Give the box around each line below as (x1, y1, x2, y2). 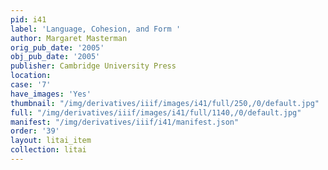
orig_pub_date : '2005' (10, 42, 105, 53)
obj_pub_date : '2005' (10, 52, 101, 62)
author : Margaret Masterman (10, 33, 128, 43)
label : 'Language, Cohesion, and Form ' (10, 24, 182, 34)
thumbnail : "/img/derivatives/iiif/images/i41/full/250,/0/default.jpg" (10, 98, 320, 108)
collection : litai (10, 145, 87, 155)
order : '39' (10, 126, 60, 136)
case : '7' (10, 80, 52, 90)
